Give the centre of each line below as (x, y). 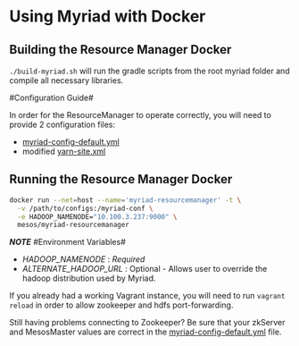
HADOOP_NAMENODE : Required (83, 259)
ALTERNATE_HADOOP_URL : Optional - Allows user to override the (145, 269)
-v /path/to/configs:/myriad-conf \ (85, 208)
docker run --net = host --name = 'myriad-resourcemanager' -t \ (125, 200)
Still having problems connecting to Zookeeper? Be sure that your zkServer (147, 323)
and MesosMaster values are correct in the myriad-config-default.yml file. (145, 332)
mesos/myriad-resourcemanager (73, 225)
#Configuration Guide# (51, 97)
